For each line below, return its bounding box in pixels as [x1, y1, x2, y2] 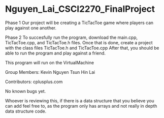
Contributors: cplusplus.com [5, 79, 63, 85]
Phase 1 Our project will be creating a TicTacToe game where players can [5, 20, 154, 26]
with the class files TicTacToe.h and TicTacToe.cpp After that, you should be [5, 45, 159, 51]
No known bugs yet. [5, 88, 46, 94]
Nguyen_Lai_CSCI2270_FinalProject [5, 3, 155, 15]
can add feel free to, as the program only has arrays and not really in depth [5, 103, 158, 109]
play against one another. [5, 25, 57, 30]
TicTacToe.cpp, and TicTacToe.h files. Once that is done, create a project [5, 39, 153, 45]
